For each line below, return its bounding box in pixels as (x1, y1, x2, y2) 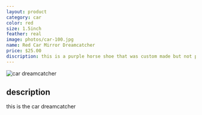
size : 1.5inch (6, 25, 42, 32)
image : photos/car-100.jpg (6, 37, 74, 43)
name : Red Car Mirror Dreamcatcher (6, 43, 96, 49)
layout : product (6, 8, 47, 15)
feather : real (6, 31, 42, 37)
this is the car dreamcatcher (6, 103, 76, 110)
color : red (6, 20, 34, 26)
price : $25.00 (6, 48, 42, 54)
